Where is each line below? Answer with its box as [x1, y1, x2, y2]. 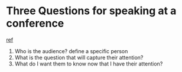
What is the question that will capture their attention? [14, 54, 144, 61]
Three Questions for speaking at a [6, 4, 177, 18]
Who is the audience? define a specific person [14, 47, 128, 54]
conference [6, 17, 64, 30]
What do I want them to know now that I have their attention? [14, 60, 163, 67]
